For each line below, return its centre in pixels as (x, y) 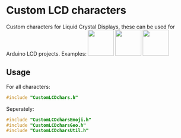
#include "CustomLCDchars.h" (42, 97)
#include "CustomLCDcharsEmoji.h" (49, 120)
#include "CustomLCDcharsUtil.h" (47, 131)
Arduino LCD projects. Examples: (47, 53)
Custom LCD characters (66, 10)
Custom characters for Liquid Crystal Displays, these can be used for (90, 27)
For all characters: (28, 86)
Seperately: (20, 109)
